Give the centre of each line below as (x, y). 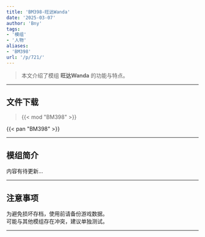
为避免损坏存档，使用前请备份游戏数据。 (57, 214)
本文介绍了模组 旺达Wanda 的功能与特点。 (75, 75)
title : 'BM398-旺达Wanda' (38, 12)
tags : (13, 29)
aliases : (17, 46)
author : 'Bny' (24, 23)
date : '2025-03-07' (31, 18)
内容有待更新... (25, 171)
